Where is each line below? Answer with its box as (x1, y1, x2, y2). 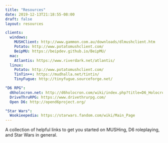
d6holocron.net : (9, 90, 43, 95)
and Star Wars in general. (5, 132, 57, 138)
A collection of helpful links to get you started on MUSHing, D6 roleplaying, (5, 127, 160, 133)
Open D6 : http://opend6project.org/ (9, 99, 86, 105)
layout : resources (5, 21, 43, 26)
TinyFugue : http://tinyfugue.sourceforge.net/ (14, 77, 113, 82)
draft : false (5, 16, 32, 21)
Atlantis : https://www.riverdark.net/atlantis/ (14, 58, 115, 63)
